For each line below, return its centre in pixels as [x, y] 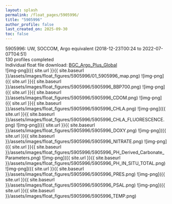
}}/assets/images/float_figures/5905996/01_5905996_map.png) [73, 76]
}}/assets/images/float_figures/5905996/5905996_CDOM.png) [72, 98]
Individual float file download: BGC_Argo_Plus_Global [61, 65]
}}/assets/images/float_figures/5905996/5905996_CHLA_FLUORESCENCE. [85, 119]
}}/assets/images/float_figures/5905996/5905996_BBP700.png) [73, 87]
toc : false [17, 34]
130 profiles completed [30, 59]
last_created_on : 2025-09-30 [36, 29]
